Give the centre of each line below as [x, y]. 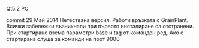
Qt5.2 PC [17, 9]
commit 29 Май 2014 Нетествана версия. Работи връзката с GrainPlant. [97, 20]
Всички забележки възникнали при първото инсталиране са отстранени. [100, 26]
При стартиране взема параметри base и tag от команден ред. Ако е [95, 33]
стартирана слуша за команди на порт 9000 [63, 39]
